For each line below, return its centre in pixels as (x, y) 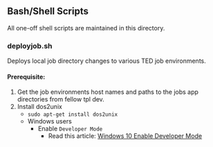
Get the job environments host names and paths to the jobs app (108, 92)
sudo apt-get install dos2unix (73, 115)
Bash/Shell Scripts (48, 11)
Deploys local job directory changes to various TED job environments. (106, 61)
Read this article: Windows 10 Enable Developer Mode (125, 136)
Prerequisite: (26, 77)
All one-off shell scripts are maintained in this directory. (86, 28)
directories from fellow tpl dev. (61, 99)
